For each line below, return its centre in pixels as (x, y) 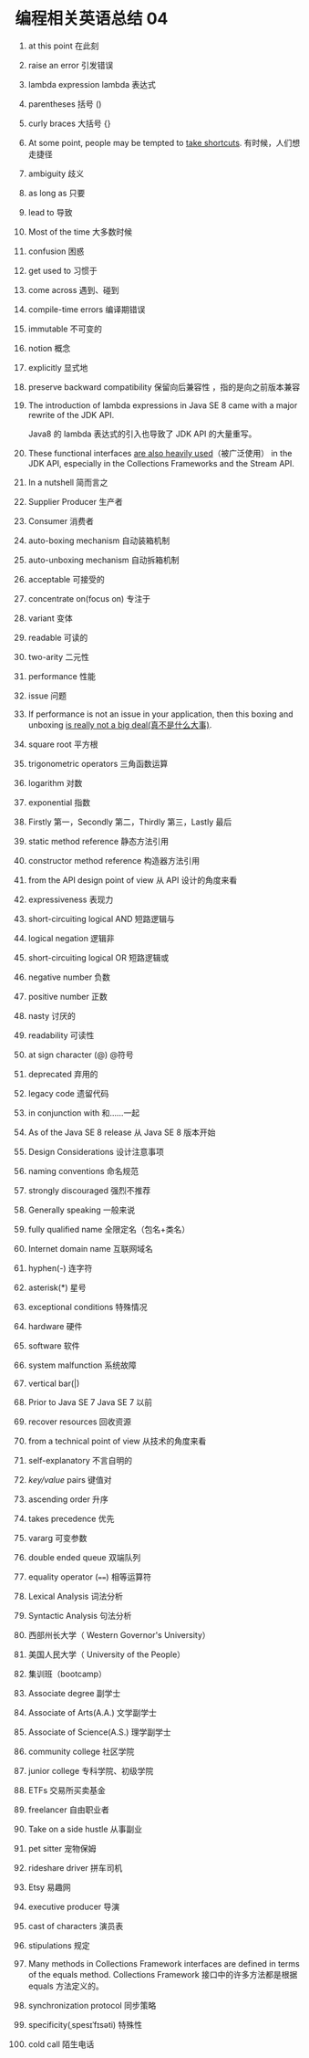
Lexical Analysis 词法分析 (76, 1596)
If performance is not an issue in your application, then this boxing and (161, 714)
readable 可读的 (58, 637)
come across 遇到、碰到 (73, 289)
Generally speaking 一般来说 (82, 1210)
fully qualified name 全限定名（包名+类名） (109, 1229)
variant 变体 (50, 618)
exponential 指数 (59, 802)
